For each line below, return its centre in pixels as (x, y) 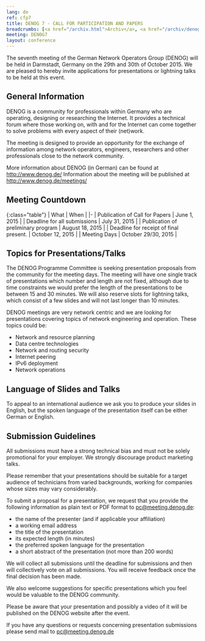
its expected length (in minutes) (55, 539)
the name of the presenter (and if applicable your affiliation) (90, 519)
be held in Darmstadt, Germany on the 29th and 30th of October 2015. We (99, 64)
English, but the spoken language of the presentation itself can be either (97, 410)
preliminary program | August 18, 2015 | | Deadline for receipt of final (92, 228)
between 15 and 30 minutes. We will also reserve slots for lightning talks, (98, 294)
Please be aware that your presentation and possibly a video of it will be (97, 607)
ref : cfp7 (19, 18)
